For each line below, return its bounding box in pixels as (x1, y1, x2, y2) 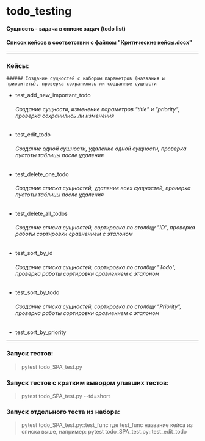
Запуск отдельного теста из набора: (6, 408, 120, 417)
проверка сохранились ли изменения (15, 112, 115, 119)
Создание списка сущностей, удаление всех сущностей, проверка (15, 185, 191, 192)
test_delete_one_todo (15, 170, 69, 178)
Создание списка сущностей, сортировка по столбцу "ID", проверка (15, 224, 195, 231)
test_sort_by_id (15, 250, 53, 257)
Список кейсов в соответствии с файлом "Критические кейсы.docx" (6, 39, 192, 46)
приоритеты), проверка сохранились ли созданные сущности (6, 81, 157, 87)
